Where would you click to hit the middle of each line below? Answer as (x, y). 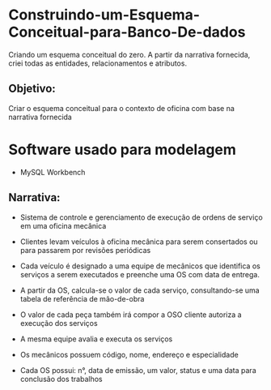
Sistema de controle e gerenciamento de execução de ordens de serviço (141, 217)
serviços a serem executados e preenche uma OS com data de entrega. (140, 274)
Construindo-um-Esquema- (104, 15)
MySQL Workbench (53, 172)
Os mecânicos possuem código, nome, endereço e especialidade (129, 354)
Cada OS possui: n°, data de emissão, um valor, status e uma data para (138, 370)
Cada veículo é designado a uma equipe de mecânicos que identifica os (140, 266)
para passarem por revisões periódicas (85, 250)
